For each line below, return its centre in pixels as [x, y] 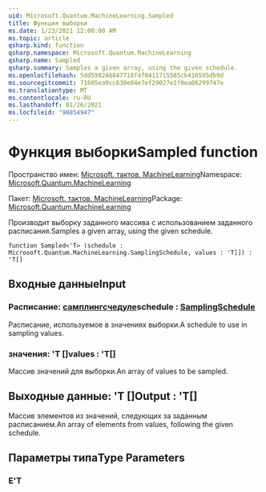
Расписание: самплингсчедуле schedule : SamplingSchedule [132, 307]
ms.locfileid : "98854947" [51, 113]
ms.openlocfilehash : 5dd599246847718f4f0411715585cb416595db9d [116, 75]
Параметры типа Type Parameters [97, 458]
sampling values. [36, 333]
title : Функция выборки [48, 23]
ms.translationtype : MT [48, 90]
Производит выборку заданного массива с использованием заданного [131, 222]
